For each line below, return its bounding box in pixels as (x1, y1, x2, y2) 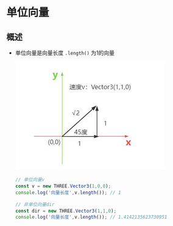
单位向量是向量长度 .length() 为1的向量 (15, 49, 115, 56)
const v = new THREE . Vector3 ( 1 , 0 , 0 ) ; (15, 183, 111, 189)
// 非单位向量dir (15, 201, 55, 208)
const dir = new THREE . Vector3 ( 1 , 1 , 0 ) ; (15, 208, 117, 214)
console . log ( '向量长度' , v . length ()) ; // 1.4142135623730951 (15, 214, 168, 221)
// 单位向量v (15, 177, 44, 183)
